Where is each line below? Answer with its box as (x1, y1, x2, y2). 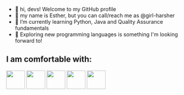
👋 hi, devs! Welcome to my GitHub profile (14, 6, 116, 12)
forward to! (14, 37, 43, 44)
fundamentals (14, 24, 49, 31)
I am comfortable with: (6, 54, 93, 65)
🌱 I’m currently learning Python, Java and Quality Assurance (14, 18, 163, 25)
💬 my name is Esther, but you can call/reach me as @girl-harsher (14, 12, 175, 19)
